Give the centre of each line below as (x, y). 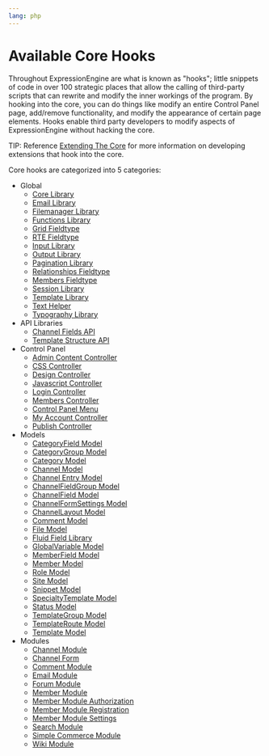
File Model (49, 529)
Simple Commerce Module (76, 735)
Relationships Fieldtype (71, 271)
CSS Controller (57, 365)
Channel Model (57, 469)
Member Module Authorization (83, 701)
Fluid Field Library (62, 538)
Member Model (57, 564)
